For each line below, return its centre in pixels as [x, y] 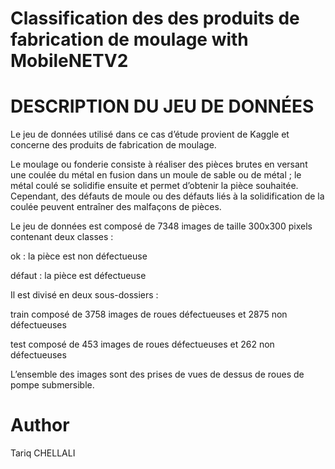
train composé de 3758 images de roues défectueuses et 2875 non [149, 314]
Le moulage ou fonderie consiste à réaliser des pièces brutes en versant [159, 164]
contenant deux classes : [62, 237]
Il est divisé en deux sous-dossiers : [84, 295]
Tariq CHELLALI [43, 453]
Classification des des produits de [155, 18]
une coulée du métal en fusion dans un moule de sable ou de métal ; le [156, 175]
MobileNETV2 [69, 61]
